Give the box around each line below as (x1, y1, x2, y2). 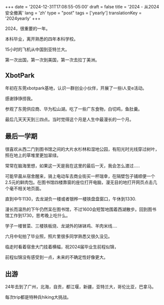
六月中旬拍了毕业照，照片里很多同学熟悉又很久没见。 (5, 233, 113, 239)
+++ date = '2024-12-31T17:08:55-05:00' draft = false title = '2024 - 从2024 (5, 4, 159, 9)
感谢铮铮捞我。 (5, 95, 35, 101)
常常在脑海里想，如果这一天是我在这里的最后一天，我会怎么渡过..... (5, 163, 141, 168)
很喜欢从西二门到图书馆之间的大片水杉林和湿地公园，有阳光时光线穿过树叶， (5, 146, 160, 152)
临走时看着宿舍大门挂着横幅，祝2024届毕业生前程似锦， (5, 244, 119, 250)
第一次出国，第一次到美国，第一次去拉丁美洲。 (5, 57, 99, 62)
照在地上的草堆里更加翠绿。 (5, 152, 61, 158)
